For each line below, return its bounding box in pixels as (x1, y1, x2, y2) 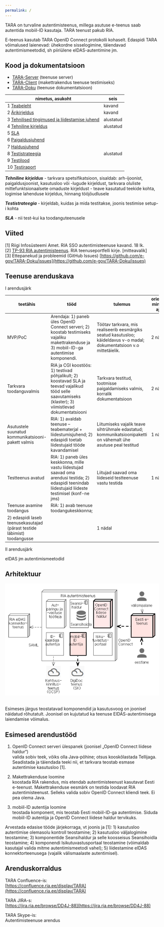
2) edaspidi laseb (7, 514, 42, 520)
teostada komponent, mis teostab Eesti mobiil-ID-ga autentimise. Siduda (12, 810, 158, 816)
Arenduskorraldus (5, 864, 62, 873)
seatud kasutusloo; (97, 332, 135, 338)
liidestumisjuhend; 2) (50, 431, 93, 437)
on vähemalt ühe (97, 437, 131, 443)
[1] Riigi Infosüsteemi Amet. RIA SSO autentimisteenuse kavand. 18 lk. (5, 242, 144, 248)
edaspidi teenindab (50, 480, 89, 486)
